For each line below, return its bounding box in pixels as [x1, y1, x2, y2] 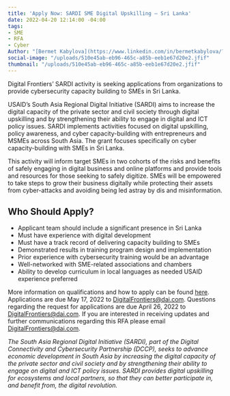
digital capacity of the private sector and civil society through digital [8, 107, 199, 116]
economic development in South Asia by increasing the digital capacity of [8, 352, 216, 360]
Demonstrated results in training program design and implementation [17, 246, 212, 254]
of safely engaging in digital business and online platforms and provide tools [8, 164, 222, 172]
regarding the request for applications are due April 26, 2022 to [8, 302, 186, 311]
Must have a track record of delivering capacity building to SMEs [17, 239, 201, 247]
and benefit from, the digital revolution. [8, 381, 118, 390]
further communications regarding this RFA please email [8, 317, 166, 326]
